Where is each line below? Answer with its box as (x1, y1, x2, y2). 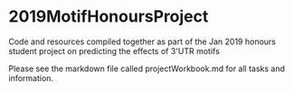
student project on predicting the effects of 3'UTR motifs (8, 45, 221, 56)
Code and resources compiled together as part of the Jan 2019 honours (8, 36, 277, 47)
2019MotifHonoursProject (8, 6, 209, 27)
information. (8, 72, 54, 83)
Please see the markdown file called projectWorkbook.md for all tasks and (8, 63, 286, 74)
